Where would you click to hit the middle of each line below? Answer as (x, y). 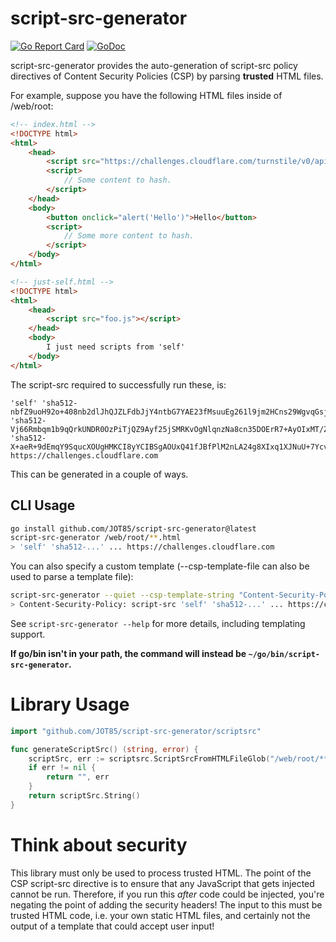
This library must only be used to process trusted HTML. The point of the (161, 873)
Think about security (99, 845)
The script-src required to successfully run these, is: (118, 384)
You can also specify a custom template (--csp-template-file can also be (160, 566)
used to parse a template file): (72, 577)
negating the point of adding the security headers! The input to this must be (166, 904)
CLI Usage (43, 505)
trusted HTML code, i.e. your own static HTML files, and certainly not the (160, 915)
